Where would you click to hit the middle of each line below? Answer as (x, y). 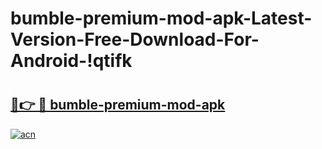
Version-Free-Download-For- (135, 39)
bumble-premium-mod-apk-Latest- (161, 18)
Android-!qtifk (71, 61)
